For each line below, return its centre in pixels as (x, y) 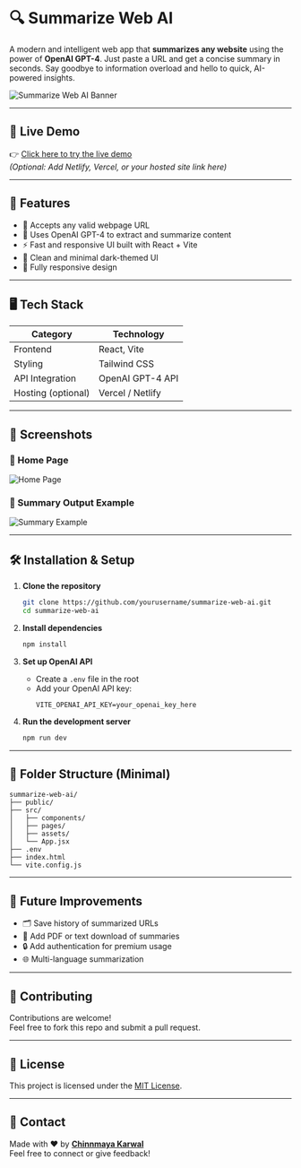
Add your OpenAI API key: (84, 688)
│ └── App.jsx (39, 842)
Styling (28, 364)
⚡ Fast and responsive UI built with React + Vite (110, 245)
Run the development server (77, 721)
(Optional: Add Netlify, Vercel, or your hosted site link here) (118, 167)
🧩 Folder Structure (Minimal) (90, 774)
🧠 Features (40, 203)
